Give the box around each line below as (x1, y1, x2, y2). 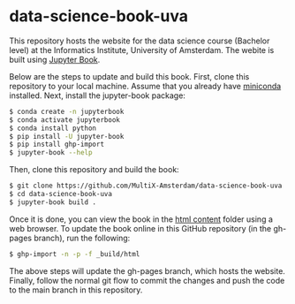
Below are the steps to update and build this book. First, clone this (9, 71, 250, 81)
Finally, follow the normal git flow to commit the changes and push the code (9, 275, 285, 285)
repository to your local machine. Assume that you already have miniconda (9, 80, 282, 91)
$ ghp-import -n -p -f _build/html (9, 249, 140, 258)
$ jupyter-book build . (9, 197, 97, 207)
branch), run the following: (34, 232, 131, 243)
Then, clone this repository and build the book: (9, 164, 179, 175)
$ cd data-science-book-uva (9, 190, 113, 199)
